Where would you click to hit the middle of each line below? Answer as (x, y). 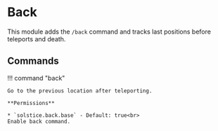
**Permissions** (31, 103)
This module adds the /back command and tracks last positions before (109, 32)
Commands (33, 61)
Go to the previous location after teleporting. (80, 91)
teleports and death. (37, 39)
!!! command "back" (36, 78)
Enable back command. (39, 121)
